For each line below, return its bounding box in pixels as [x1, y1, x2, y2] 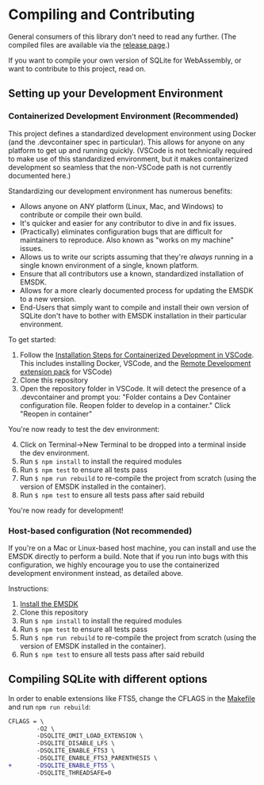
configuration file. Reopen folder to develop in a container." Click [19, 400, 231, 410]
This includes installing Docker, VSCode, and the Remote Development [19, 358, 251, 368]
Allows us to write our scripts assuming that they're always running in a [19, 252, 254, 261]
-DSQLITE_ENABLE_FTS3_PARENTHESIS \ [36, 754, 158, 762]
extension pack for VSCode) [19, 367, 113, 376]
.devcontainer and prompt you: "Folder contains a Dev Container [19, 392, 231, 402]
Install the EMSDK [19, 599, 78, 608]
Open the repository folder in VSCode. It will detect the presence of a [19, 383, 247, 393]
